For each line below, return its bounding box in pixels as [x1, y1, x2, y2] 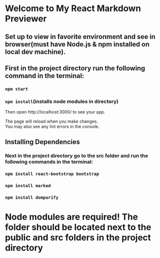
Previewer [5, 13, 47, 24]
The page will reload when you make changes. [5, 118, 98, 124]
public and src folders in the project [5, 232, 151, 243]
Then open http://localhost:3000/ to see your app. [5, 109, 106, 115]
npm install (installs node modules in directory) [5, 98, 119, 105]
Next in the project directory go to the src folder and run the [5, 152, 148, 159]
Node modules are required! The [5, 211, 138, 223]
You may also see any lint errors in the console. [5, 124, 99, 129]
